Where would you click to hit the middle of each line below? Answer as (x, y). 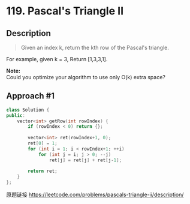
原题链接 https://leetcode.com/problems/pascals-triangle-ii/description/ (95, 195)
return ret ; (43, 171)
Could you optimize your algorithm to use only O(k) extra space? (86, 77)
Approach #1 (31, 96)
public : (16, 115)
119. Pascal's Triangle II (65, 11)
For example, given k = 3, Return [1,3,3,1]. (57, 59)
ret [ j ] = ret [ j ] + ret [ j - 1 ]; (85, 160)
